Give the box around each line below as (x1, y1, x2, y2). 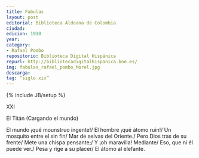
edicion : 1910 (6, 31, 42, 37)
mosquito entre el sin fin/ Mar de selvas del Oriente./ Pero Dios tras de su (6, 132, 187, 140)
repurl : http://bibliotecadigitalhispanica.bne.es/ (6, 58, 137, 64)
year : (6, 36, 20, 42)
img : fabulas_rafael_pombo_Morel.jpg (6, 64, 100, 70)
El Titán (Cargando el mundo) (6, 114, 79, 122)
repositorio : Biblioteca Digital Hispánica (6, 53, 117, 59)
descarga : (6, 70, 31, 76)
